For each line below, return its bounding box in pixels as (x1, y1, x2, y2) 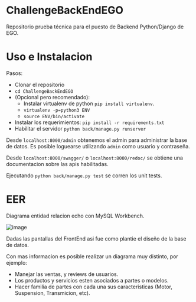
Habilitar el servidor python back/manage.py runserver (14, 125, 146, 132)
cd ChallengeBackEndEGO (14, 88, 74, 95)
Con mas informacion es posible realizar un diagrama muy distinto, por (6, 252, 178, 260)
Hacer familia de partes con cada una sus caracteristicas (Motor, (14, 283, 173, 290)
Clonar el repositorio (14, 81, 65, 88)
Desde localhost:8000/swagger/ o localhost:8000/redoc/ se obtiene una (6, 154, 183, 161)
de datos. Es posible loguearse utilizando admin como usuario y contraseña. (6, 142, 190, 150)
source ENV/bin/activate (23, 113, 85, 119)
